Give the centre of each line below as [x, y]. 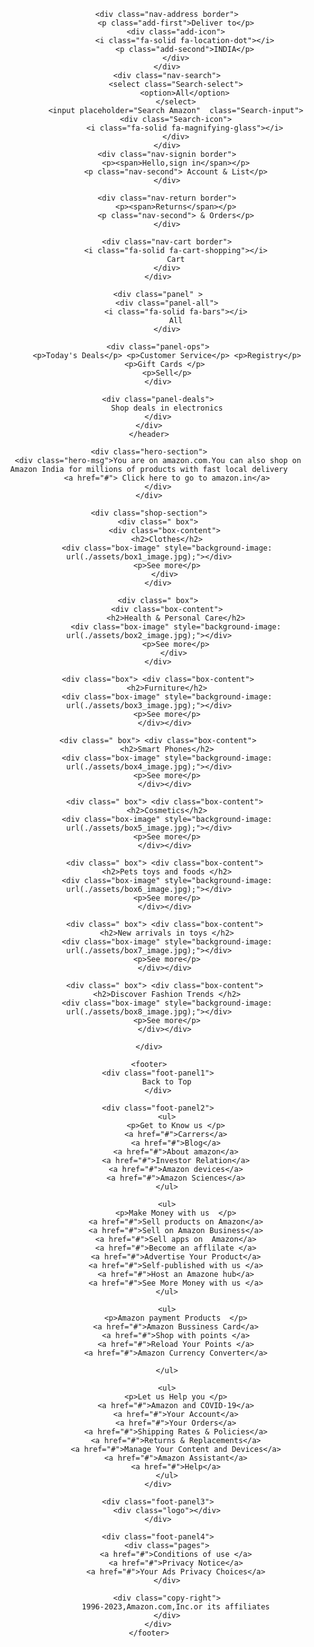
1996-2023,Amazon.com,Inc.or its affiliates [176, 1607]
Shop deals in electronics [167, 408]
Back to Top [167, 1082]
